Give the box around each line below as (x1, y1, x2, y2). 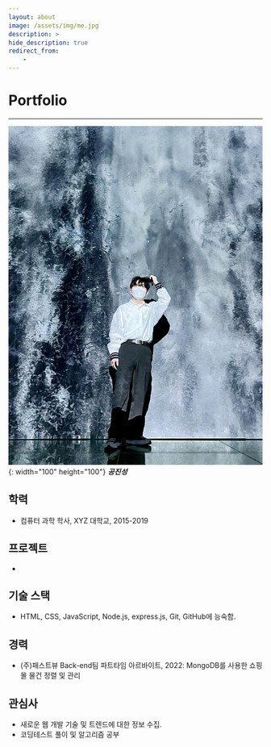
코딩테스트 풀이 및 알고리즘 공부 (19, 730, 119, 739)
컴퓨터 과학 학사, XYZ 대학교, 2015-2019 (19, 515, 149, 525)
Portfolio (8, 91, 68, 110)
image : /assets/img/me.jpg (8, 21, 99, 30)
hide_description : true (8, 39, 89, 47)
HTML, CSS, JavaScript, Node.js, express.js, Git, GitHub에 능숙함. (19, 611, 236, 621)
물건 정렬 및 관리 (28, 670, 81, 681)
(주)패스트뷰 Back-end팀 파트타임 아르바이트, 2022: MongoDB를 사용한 (19, 661, 248, 670)
